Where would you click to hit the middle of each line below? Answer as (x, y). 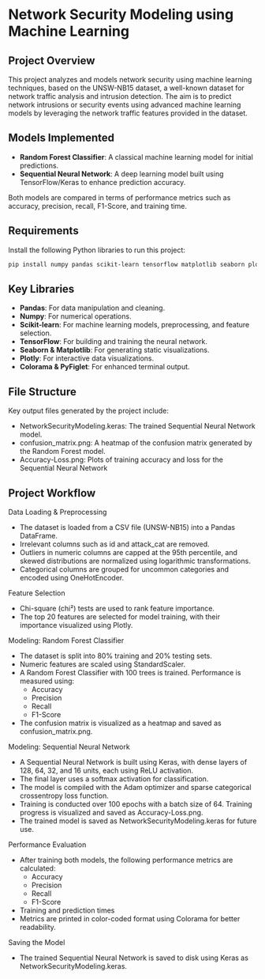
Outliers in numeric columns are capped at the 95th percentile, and (129, 552)
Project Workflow (52, 493)
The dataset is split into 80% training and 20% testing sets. (116, 656)
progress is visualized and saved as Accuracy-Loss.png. (111, 812)
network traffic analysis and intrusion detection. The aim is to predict (120, 96)
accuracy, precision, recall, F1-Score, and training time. (98, 206)
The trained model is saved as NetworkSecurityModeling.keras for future (138, 821)
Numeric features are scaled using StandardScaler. (103, 664)
